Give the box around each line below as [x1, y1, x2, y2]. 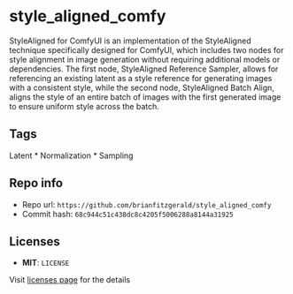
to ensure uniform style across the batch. [9, 101, 159, 111]
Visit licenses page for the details [9, 275, 131, 285]
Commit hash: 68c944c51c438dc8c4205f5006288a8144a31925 [21, 208, 234, 219]
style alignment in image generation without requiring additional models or [9, 54, 281, 64]
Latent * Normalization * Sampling [9, 150, 134, 161]
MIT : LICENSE [21, 258, 70, 268]
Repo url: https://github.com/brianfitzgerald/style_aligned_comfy [21, 199, 272, 209]
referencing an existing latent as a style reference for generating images [9, 72, 273, 83]
